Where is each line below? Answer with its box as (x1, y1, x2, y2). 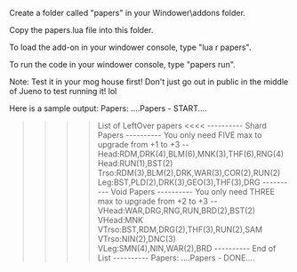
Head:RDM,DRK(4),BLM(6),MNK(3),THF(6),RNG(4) (97, 148, 285, 159)
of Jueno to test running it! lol (9, 86, 117, 96)
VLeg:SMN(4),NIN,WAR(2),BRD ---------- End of (97, 244, 277, 253)
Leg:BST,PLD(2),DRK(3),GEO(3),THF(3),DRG (97, 177, 261, 188)
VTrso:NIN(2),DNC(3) (97, 234, 176, 244)
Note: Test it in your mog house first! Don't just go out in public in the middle (9, 76, 289, 87)
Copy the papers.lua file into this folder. (9, 25, 154, 35)
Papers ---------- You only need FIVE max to (97, 130, 262, 140)
